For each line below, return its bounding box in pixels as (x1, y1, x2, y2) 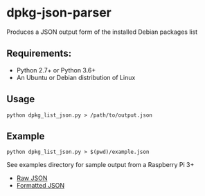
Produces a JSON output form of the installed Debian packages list (6, 28, 198, 36)
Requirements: (6, 48, 72, 59)
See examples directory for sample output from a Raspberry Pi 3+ (6, 161, 195, 169)
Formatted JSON (16, 182, 65, 190)
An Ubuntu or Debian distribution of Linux (16, 73, 136, 81)
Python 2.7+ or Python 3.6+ (16, 66, 96, 74)
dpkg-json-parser (6, 5, 112, 21)
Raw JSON (16, 174, 48, 182)
